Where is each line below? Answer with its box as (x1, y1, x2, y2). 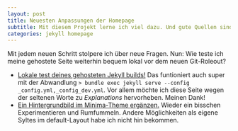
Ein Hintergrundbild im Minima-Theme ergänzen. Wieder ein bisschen (17, 101, 221, 110)
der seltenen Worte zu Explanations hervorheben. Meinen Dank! (17, 93, 205, 102)
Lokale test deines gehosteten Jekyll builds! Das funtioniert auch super (17, 71, 225, 79)
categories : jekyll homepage (7, 30, 93, 38)
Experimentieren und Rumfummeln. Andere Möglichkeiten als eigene (17, 108, 218, 117)
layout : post (7, 10, 46, 18)
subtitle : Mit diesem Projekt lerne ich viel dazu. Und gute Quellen (7, 23, 217, 30)
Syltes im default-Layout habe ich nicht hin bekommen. (17, 116, 179, 125)
